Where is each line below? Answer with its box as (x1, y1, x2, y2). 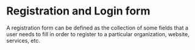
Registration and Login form (6, 4, 151, 18)
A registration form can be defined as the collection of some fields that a (6, 24, 189, 31)
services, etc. (6, 37, 41, 44)
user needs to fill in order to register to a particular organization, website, (6, 30, 190, 37)
